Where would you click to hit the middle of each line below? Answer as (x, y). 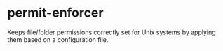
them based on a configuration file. (58, 39)
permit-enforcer (55, 13)
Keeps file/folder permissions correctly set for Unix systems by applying (111, 32)
